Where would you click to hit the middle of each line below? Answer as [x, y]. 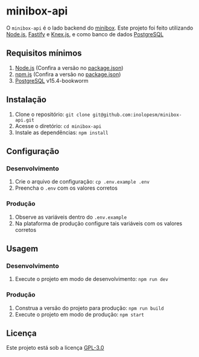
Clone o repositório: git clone [52, 114]
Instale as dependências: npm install [62, 132]
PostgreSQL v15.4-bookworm [52, 80]
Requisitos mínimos [44, 53]
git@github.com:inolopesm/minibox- [137, 115]
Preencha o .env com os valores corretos [66, 188]
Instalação [27, 100]
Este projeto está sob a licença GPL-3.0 [55, 348]
